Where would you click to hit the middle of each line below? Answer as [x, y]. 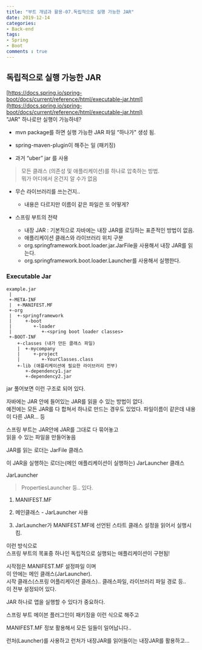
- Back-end [20, 29]
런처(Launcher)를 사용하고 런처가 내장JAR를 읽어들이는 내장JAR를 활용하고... [98, 640]
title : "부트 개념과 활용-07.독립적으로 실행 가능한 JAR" [70, 12]
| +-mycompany [36, 349]
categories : [21, 23]
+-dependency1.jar [48, 371]
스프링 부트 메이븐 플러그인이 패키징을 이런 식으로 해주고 [73, 615]
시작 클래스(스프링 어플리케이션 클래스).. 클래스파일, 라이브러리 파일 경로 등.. [96, 581]
